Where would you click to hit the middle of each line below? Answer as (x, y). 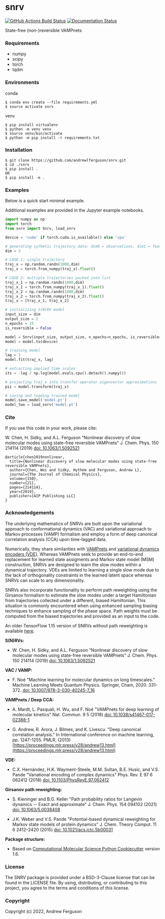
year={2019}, (23, 492)
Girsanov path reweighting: (34, 789)
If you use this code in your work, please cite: (51, 428)
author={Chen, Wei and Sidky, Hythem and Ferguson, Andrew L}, (75, 470)
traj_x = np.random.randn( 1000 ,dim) (42, 265)
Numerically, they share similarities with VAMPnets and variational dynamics (82, 549)
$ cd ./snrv (17, 164)
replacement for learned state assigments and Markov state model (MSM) (80, 559)
